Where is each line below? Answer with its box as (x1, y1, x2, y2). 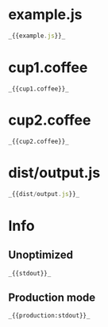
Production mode (8, 290, 96, 304)
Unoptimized (8, 248, 74, 262)
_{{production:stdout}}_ (8, 312, 91, 320)
